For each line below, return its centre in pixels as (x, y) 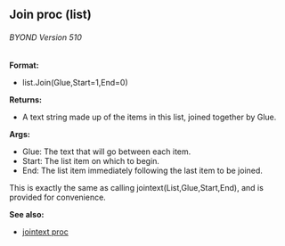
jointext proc (45, 232)
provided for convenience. (58, 197)
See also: (27, 214)
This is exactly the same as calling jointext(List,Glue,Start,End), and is (137, 187)
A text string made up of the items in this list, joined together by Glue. (149, 117)
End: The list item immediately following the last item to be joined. (142, 170)
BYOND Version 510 (45, 37)
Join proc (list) (50, 15)
